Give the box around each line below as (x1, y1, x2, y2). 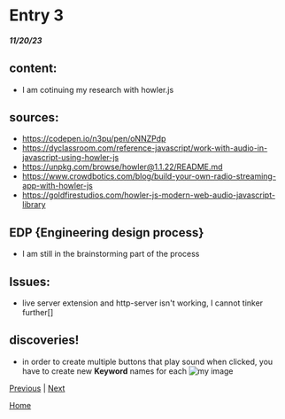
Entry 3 (9, 5, 65, 26)
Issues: (9, 274, 50, 289)
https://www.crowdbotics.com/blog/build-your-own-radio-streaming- (21, 171, 277, 182)
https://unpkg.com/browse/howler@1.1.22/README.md (21, 161, 223, 173)
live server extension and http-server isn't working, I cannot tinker (21, 298, 264, 308)
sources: (9, 110, 59, 125)
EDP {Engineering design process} (9, 225, 204, 240)
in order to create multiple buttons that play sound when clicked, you (21, 356, 273, 367)
